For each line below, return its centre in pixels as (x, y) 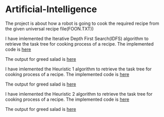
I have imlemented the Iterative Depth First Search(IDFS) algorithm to (77, 38)
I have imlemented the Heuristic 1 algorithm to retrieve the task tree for (78, 69)
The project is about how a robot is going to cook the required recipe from (82, 23)
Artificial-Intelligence (51, 9)
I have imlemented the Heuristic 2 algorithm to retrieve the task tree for (79, 94)
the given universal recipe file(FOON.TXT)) (50, 28)
